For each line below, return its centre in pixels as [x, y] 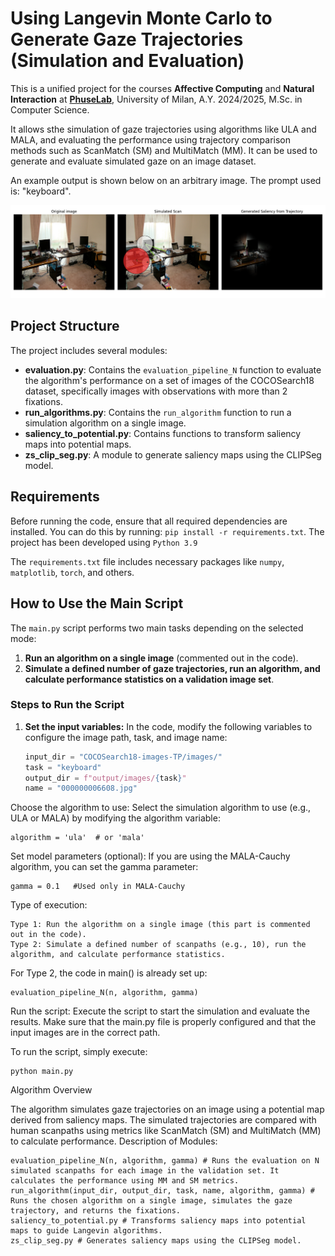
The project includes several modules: [89, 350]
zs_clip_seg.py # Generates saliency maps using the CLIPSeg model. [156, 1241]
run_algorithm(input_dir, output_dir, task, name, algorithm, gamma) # [162, 1191]
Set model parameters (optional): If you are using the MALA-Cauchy [150, 856]
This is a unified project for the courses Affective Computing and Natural [162, 88]
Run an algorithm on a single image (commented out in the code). [161, 658]
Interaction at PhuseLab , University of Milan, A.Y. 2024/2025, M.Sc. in [156, 99]
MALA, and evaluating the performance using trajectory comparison [150, 139]
